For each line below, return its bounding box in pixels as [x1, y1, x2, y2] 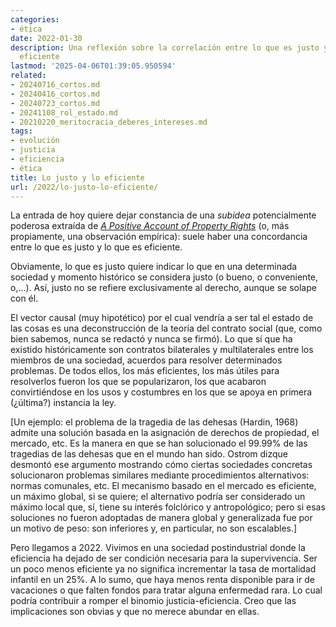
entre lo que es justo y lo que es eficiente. [10, 241, 183, 253]
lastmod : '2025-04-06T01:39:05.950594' [10, 61, 177, 71]
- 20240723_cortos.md [10, 98, 101, 108]
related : [10, 71, 47, 81]
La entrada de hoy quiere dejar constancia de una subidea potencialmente [10, 209, 317, 221]
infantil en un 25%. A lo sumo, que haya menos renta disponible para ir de [10, 574, 315, 586]
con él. [10, 292, 39, 305]
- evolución [10, 136, 60, 146]
